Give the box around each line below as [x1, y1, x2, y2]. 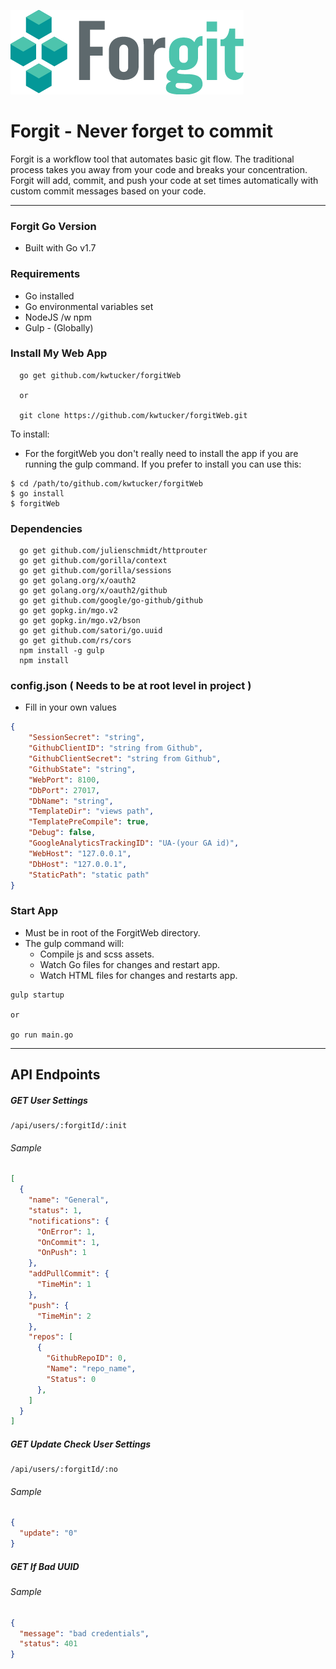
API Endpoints [10, 1066, 101, 1084]
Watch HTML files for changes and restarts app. [39, 969, 238, 981]
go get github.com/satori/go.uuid [19, 626, 163, 636]
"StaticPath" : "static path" [28, 870, 150, 880]
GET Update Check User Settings [10, 1438, 152, 1450]
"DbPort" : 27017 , [28, 785, 101, 795]
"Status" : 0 [46, 1374, 97, 1384]
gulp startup [10, 990, 65, 1000]
